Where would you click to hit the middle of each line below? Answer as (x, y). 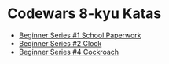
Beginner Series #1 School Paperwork (80, 35)
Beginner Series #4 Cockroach (69, 52)
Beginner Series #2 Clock (60, 43)
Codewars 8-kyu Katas (84, 14)
